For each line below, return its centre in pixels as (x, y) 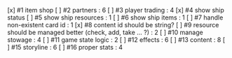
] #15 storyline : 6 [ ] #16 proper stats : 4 (65, 47)
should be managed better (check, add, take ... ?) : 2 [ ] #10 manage (105, 32)
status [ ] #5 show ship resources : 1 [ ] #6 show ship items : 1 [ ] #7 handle (115, 17)
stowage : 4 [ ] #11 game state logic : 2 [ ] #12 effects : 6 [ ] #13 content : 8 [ (116, 40)
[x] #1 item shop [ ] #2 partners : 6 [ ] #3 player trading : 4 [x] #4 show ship (116, 10)
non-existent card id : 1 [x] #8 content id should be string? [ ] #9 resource (113, 25)
